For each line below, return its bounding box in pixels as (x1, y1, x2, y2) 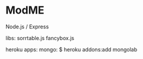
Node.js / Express (5, 23, 49, 30)
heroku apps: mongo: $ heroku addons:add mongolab (5, 45, 138, 53)
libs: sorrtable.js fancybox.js (5, 34, 75, 41)
